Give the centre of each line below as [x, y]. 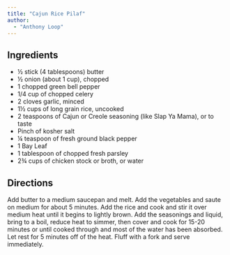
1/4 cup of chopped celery [55, 94]
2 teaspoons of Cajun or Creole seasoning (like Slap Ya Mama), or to [115, 117]
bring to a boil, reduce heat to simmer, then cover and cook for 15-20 [106, 222]
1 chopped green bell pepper [59, 87]
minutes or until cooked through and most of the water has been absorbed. [115, 229]
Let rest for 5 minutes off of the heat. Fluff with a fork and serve [99, 237]
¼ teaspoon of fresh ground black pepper [77, 139]
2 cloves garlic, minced [51, 101]
